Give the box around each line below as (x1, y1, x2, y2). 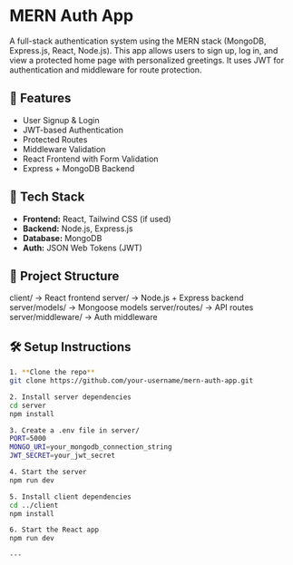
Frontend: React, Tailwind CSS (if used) (22, 213, 171, 224)
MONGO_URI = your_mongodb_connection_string (9, 443, 172, 452)
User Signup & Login (22, 114, 100, 125)
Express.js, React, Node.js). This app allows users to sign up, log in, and (9, 44, 278, 55)
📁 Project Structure (9, 268, 120, 284)
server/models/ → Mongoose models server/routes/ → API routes (9, 302, 254, 313)
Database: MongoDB (22, 232, 103, 243)
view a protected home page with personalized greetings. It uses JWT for (9, 54, 284, 65)
